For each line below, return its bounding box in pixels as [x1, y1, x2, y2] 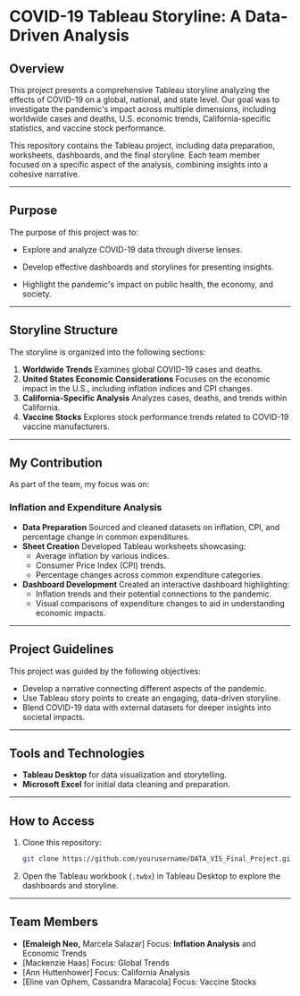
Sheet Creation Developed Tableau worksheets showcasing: [21, 540, 246, 552]
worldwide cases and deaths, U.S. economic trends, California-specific [9, 114, 271, 124]
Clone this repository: [21, 837, 102, 848]
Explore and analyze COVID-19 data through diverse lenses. [21, 244, 243, 254]
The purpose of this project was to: [9, 227, 138, 237]
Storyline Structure [9, 322, 119, 338]
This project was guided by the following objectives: [9, 665, 201, 676]
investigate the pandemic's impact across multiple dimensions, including [9, 104, 277, 114]
